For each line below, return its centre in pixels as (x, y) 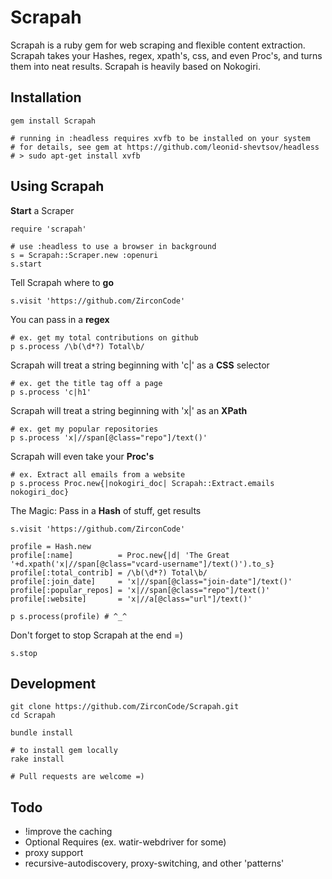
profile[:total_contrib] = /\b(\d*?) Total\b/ (109, 572)
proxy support (54, 853)
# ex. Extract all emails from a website (98, 474)
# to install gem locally (64, 751)
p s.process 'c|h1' (51, 392)
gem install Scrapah (53, 121)
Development (53, 683)
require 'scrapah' (48, 229)
